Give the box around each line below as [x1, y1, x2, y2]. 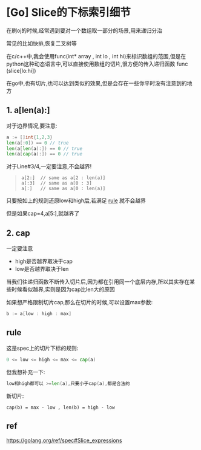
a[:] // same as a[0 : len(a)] [21, 186, 106, 192]
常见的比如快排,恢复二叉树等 [6, 39, 77, 47]
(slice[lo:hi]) [6, 67, 36, 74]
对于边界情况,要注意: [6, 122, 58, 129]
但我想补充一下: [6, 368, 45, 375]
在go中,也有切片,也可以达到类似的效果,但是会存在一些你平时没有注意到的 [6, 80, 188, 87]
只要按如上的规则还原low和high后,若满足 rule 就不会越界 [6, 197, 147, 204]
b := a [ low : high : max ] [6, 311, 71, 317]
